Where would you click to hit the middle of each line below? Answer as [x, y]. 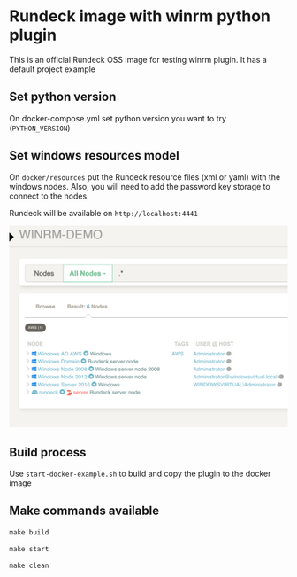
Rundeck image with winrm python [140, 16]
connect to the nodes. [49, 196]
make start [29, 549]
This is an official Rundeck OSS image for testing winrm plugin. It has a [138, 59]
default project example [52, 69]
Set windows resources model [94, 156]
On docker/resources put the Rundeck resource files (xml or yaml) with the [145, 177]
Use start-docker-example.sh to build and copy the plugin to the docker [140, 474]
